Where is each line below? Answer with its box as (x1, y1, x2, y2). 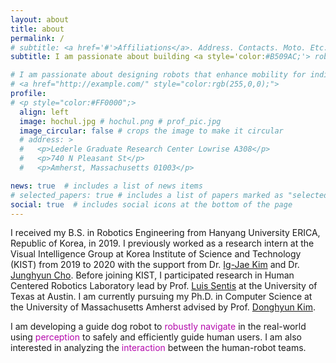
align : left (19, 107, 70, 117)
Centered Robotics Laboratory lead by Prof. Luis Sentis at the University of (10, 280, 318, 292)
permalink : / (10, 33, 65, 43)
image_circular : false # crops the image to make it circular (19, 126, 284, 136)
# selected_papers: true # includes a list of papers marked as (10, 190, 284, 200)
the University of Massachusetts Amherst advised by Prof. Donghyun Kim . (10, 301, 316, 313)
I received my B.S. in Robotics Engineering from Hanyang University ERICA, (10, 227, 321, 239)
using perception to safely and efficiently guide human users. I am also (10, 331, 302, 343)
